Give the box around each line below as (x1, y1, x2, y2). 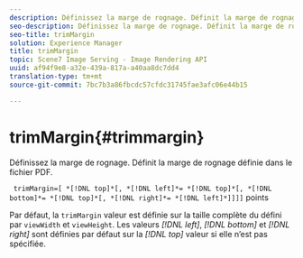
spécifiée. (9, 238, 47, 249)
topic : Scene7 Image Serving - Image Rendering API (9, 55, 207, 64)
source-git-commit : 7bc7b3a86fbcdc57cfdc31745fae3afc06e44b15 (9, 80, 248, 89)
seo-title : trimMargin (9, 30, 95, 39)
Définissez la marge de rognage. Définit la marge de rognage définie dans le (9, 157, 293, 168)
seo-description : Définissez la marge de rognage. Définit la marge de (9, 22, 284, 31)
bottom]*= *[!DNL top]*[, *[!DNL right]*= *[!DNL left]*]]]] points (9, 191, 269, 203)
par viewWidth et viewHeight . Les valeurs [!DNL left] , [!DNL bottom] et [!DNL (9, 218, 290, 230)
